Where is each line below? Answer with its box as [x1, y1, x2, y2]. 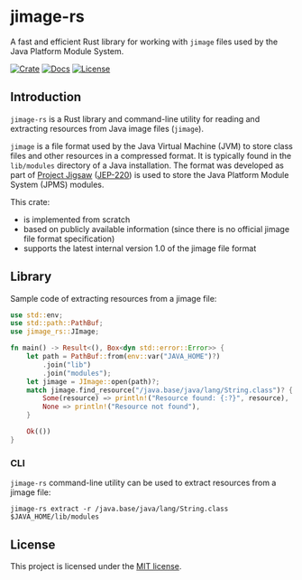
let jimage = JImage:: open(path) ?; [26, 377, 160, 386]
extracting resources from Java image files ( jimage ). [10, 123, 204, 134]
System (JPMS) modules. [10, 179, 105, 190]
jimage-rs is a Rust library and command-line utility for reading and [10, 113, 261, 124]
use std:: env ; [10, 310, 64, 320]
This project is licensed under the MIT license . [10, 560, 182, 571]
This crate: [10, 196, 50, 207]
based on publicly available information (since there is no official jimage [23, 223, 290, 234]
